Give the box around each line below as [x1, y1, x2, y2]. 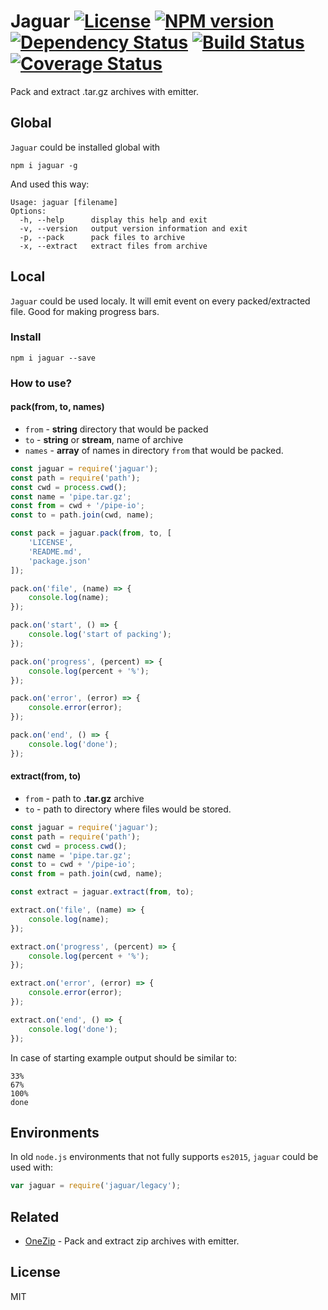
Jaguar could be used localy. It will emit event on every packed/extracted [10, 295, 311, 307]
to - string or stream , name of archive [24, 433, 184, 445]
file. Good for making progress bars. [10, 305, 160, 317]
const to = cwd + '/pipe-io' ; [10, 860, 137, 870]
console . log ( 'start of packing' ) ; [28, 630, 172, 640]
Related [10, 1208, 60, 1225]
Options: [10, 206, 47, 216]
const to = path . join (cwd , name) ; [10, 510, 155, 520]
